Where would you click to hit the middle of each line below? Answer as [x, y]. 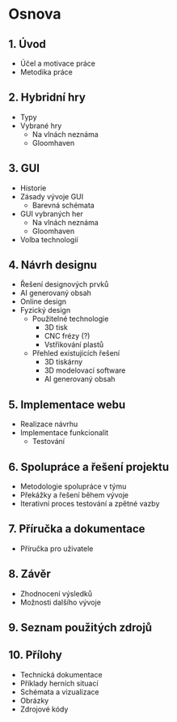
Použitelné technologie [70, 319]
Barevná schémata [63, 205]
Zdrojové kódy [44, 709]
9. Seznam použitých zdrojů [80, 628]
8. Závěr [29, 574]
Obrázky [34, 700]
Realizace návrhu [49, 424]
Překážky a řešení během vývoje [74, 495]
